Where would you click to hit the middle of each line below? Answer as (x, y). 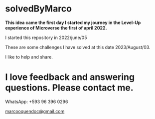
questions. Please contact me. (69, 88)
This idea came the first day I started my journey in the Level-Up (73, 22)
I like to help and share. (29, 57)
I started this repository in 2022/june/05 (46, 37)
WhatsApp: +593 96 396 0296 (37, 101)
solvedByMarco (39, 9)
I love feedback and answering (70, 77)
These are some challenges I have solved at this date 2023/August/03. (78, 47)
